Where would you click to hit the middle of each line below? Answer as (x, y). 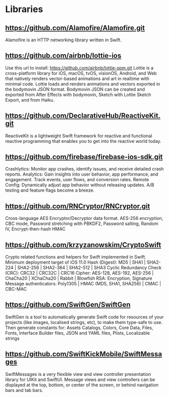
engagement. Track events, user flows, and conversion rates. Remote (77, 180)
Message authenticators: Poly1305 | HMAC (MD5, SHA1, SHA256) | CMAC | (83, 284)
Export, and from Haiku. (30, 100)
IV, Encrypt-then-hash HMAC (35, 229)
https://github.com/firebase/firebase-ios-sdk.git (84, 157)
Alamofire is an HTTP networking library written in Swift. (63, 40)
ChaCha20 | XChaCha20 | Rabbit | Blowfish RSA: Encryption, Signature (79, 278)
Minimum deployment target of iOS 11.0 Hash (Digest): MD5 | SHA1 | (75, 262)
